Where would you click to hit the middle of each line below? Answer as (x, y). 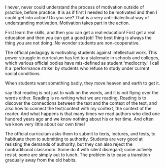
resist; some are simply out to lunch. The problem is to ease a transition (78, 155)
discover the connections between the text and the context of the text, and (81, 103)
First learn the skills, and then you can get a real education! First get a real (80, 32)
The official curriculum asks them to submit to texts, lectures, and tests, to (81, 134)
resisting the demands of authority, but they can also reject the (69, 144)
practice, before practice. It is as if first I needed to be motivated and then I (81, 12)
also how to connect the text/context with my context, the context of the (78, 108)
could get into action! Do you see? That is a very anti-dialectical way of (77, 18)
